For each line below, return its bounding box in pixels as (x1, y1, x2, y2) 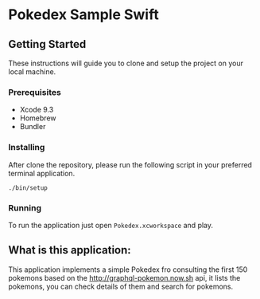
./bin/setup (8, 183, 48, 192)
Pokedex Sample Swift (8, 6, 159, 24)
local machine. (8, 67, 56, 77)
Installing (8, 142, 45, 153)
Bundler (19, 122, 46, 132)
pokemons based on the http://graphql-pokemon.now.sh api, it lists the (8, 273, 241, 282)
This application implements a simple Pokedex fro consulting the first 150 (8, 265, 248, 274)
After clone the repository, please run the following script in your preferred (8, 159, 253, 169)
